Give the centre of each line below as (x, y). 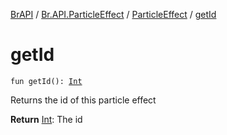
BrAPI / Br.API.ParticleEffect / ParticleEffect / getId (113, 14)
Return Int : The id (46, 119)
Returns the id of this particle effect (83, 100)
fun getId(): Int (46, 81)
